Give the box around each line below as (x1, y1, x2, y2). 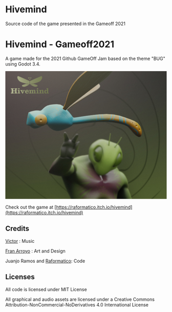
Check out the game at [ (5, 204, 56, 211)
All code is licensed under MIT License (5, 286, 87, 293)
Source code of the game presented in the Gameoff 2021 (5, 20, 125, 27)
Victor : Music (5, 238, 35, 244)
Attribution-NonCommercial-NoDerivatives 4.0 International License (5, 301, 149, 308)
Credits (5, 224, 30, 233)
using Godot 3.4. (5, 60, 41, 67)
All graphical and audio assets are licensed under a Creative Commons (5, 296, 155, 302)
